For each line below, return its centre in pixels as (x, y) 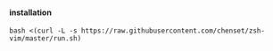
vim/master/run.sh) (45, 39)
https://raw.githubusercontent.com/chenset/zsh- (173, 31)
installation (30, 12)
